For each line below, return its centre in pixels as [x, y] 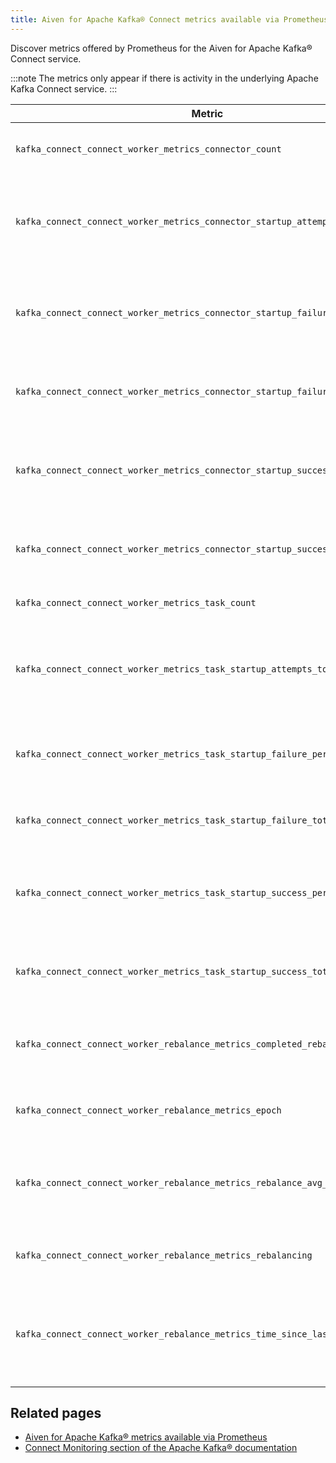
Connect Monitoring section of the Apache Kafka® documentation [161, 1448]
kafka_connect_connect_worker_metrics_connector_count [148, 149]
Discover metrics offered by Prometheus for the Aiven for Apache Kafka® [161, 48]
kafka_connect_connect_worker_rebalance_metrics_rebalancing [164, 1255]
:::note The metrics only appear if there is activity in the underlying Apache [164, 78]
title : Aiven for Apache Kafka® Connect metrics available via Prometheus [169, 19]
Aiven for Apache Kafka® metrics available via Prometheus [146, 1437]
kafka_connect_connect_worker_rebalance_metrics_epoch [148, 1110]
